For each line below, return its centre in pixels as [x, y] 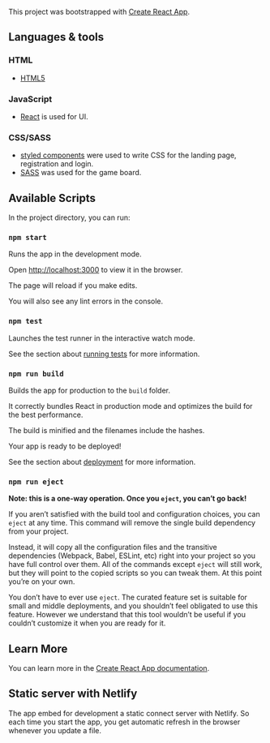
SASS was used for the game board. [81, 173]
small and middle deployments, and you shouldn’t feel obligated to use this [133, 606]
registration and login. [57, 164]
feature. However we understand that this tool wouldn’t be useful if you [127, 615]
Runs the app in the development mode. [75, 254]
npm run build [36, 374]
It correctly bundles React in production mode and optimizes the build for [131, 406]
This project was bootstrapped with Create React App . [99, 12]
